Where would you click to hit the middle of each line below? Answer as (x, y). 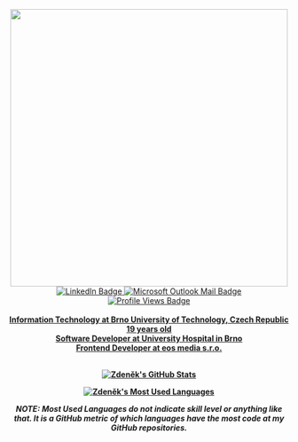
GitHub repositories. (149, 428)
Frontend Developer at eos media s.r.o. (149, 348)
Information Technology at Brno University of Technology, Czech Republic (149, 320)
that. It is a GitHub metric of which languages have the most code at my (149, 418)
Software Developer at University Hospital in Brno (149, 338)
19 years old (149, 329)
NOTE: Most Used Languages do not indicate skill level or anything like (149, 409)
